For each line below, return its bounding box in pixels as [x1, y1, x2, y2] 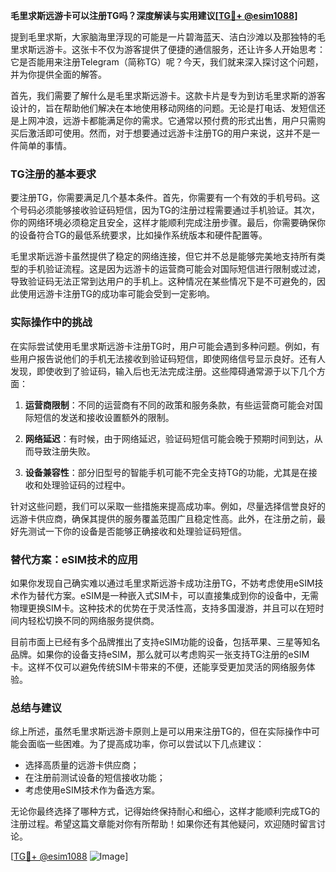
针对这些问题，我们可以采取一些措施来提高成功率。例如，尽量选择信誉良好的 [10, 500, 326, 512]
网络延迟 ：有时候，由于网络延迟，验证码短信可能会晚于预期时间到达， [24, 432, 315, 444]
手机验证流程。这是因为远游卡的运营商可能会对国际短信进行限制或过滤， [27, 263, 326, 275]
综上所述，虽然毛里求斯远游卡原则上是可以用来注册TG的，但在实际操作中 [10, 725, 312, 738]
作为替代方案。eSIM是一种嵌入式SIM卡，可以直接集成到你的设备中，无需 [18, 589, 319, 601]
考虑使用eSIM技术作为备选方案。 [24, 784, 161, 796]
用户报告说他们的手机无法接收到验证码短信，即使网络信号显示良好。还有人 [18, 352, 326, 364]
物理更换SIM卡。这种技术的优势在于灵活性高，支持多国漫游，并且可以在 [10, 602, 307, 614]
